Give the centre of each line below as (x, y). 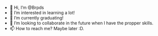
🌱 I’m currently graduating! (36, 18)
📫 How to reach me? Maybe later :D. (47, 28)
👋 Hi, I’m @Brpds (27, 8)
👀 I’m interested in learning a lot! (42, 13)
